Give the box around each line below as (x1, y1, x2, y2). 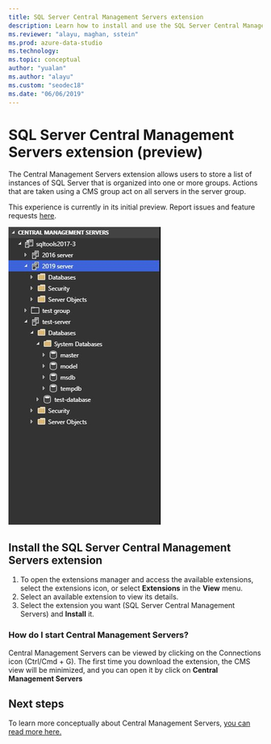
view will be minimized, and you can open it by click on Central (8, 665, 219, 674)
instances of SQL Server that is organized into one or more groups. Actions (8, 178, 258, 188)
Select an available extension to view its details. (19, 592, 179, 602)
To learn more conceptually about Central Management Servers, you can (8, 718, 251, 728)
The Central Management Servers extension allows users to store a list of (8, 170, 252, 180)
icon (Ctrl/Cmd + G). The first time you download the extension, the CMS (8, 656, 251, 666)
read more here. (8, 727, 62, 737)
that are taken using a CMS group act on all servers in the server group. (8, 187, 247, 197)
